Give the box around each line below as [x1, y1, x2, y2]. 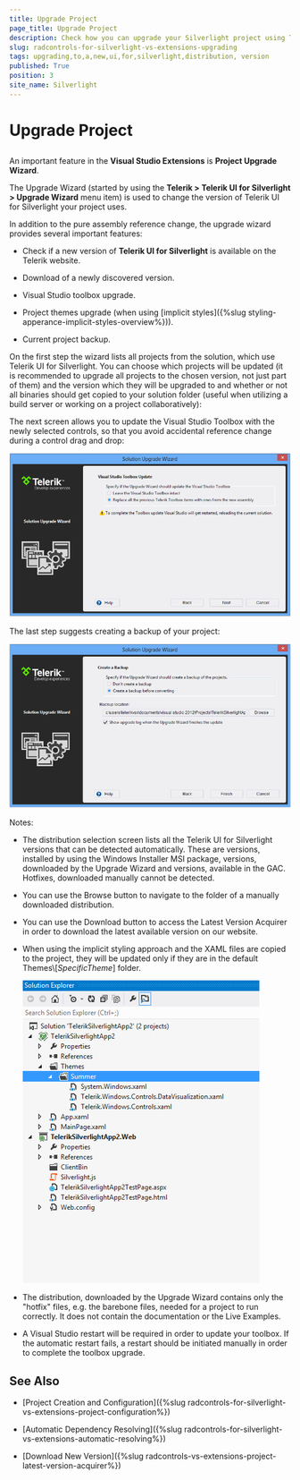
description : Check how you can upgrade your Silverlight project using [9, 33, 286, 42]
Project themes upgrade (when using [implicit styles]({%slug [21, 307, 247, 318]
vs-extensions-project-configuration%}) [21, 1406, 171, 1417]
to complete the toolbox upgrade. [21, 1348, 146, 1358]
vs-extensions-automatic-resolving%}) [21, 1433, 167, 1444]
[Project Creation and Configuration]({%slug [21, 1397, 186, 1408]
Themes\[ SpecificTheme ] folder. [21, 963, 141, 974]
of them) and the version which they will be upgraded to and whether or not [9, 380, 288, 391]
